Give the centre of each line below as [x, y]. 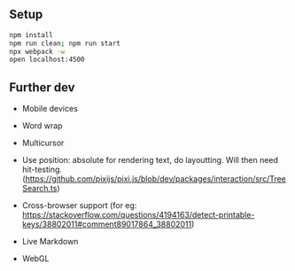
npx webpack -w [37, 51]
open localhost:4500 [47, 60]
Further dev [42, 87]
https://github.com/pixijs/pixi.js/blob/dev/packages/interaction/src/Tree [155, 179]
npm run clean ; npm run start [65, 43]
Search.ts [39, 189]
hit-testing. [42, 170]
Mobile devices [50, 109]
